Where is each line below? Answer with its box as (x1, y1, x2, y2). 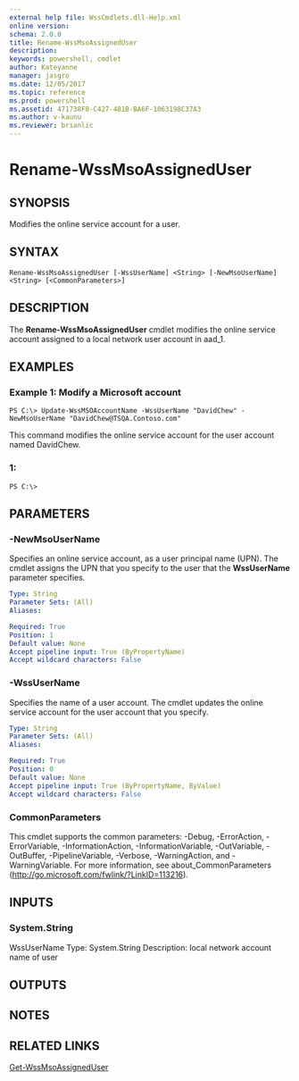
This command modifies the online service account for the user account (9, 430, 275, 440)
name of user (9, 951, 59, 962)
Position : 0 (9, 765, 54, 774)
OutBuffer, (9, 850, 47, 860)
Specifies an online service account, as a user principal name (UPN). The (9, 553, 278, 564)
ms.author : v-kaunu (9, 113, 82, 122)
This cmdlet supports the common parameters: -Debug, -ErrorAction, (9, 831, 265, 842)
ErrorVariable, (9, 841, 61, 851)
